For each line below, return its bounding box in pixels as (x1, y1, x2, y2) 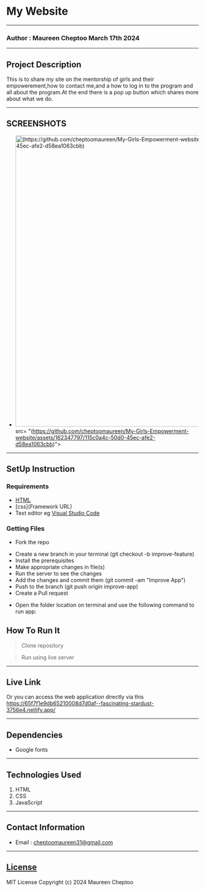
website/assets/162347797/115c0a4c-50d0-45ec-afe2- (15, 434, 156, 441)
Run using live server (21, 654, 74, 661)
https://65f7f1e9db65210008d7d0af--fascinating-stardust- (6, 700, 154, 707)
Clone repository (21, 641, 64, 649)
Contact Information (6, 822, 85, 833)
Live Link (6, 677, 41, 687)
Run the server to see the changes (15, 570, 103, 577)
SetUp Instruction (6, 464, 75, 474)
